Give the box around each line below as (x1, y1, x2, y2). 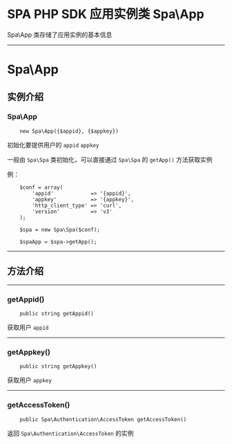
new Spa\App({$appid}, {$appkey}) (19, 127, 119, 135)
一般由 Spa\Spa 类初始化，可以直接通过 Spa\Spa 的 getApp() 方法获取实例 (7, 155, 213, 163)
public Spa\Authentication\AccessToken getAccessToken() (19, 416, 187, 423)
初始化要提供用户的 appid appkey (7, 140, 99, 149)
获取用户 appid (7, 323, 49, 331)
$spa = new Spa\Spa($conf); (19, 226, 100, 233)
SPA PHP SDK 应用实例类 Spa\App (7, 6, 205, 22)
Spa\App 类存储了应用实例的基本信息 (7, 30, 113, 39)
